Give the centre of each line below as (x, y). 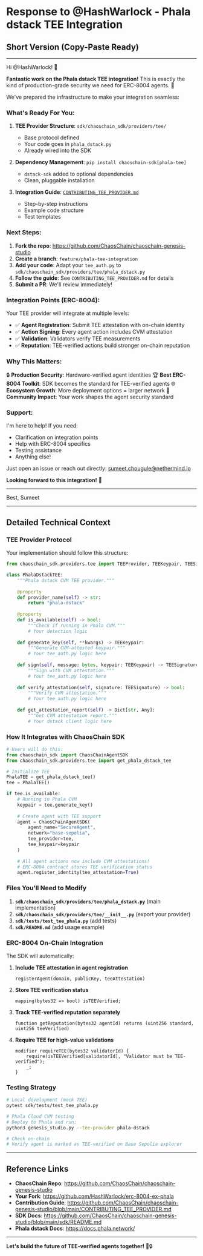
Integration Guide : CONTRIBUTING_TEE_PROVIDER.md (77, 192)
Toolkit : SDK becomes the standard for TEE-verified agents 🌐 (98, 384)
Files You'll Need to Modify (47, 888)
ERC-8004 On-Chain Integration (55, 942)
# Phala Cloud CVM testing (40, 1116)
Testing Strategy (31, 1087)
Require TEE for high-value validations (64, 1040)
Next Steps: (24, 233)
